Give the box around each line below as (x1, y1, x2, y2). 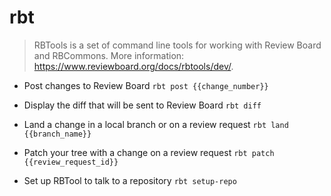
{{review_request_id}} (23, 157, 119, 167)
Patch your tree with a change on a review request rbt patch (23, 146, 275, 158)
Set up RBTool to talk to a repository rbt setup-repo (23, 174, 237, 186)
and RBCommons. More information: (33, 49, 185, 61)
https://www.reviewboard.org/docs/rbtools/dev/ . (33, 60, 234, 72)
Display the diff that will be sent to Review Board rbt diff (23, 99, 262, 111)
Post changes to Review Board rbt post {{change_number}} (23, 79, 269, 91)
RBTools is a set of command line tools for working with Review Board (33, 39, 322, 51)
